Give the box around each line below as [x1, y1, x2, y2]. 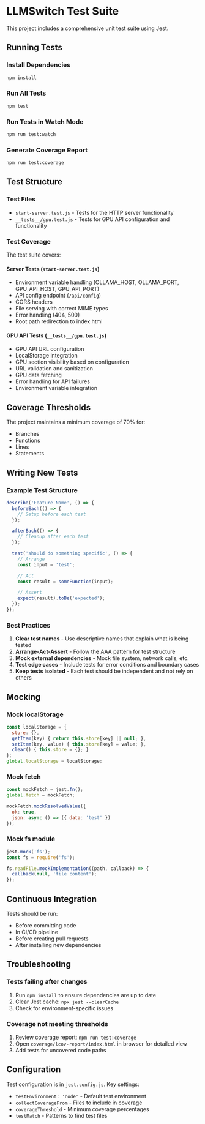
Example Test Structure [6, 485, 78, 494]
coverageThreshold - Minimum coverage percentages [15, 1105, 149, 1112]
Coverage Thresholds [6, 402, 91, 413]
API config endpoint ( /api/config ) [15, 292, 101, 299]
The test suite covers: [6, 251, 61, 258]
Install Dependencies [6, 61, 71, 69]
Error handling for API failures [15, 378, 91, 385]
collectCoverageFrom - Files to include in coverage [15, 1099, 143, 1106]
